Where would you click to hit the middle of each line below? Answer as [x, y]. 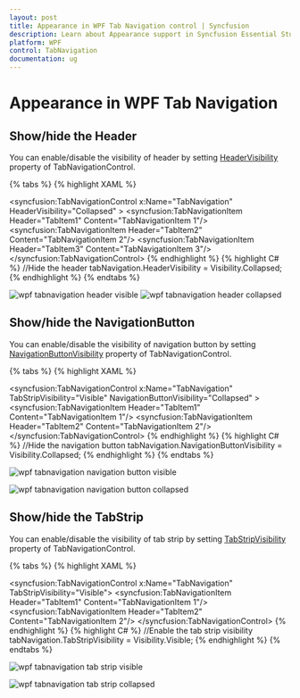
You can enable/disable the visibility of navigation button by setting [133, 344]
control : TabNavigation [54, 51]
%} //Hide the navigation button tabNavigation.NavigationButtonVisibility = [146, 445]
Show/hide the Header [73, 136]
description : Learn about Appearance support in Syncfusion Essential [143, 34]
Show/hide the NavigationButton [102, 323]
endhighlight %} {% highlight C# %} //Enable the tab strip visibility [131, 630]
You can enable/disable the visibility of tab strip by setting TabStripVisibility [148, 539]
